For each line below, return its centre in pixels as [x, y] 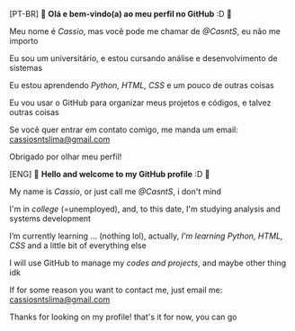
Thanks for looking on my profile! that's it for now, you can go [123, 317]
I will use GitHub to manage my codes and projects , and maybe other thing [148, 263]
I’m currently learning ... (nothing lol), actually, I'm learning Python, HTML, [146, 236]
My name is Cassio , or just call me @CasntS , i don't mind [116, 192]
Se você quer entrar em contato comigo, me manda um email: [124, 130]
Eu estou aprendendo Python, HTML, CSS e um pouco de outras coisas [142, 85]
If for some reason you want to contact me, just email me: [116, 290]
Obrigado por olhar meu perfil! [66, 157]
